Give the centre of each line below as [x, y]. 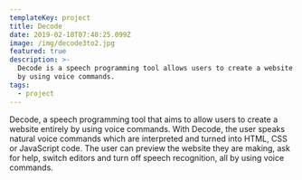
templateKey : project [50, 18]
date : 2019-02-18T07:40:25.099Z [70, 34]
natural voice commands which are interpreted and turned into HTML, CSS [148, 138]
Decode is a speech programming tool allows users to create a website [156, 69]
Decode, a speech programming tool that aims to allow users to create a [144, 119]
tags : [19, 85]
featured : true [38, 52]
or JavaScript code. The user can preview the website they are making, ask [150, 148]
